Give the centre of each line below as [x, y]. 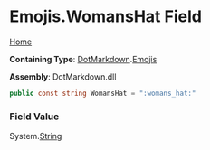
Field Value [34, 117]
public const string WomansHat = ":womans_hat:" [103, 93]
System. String [36, 136]
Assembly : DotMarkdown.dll [63, 76]
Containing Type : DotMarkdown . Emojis [83, 59]
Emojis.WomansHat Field [105, 17]
